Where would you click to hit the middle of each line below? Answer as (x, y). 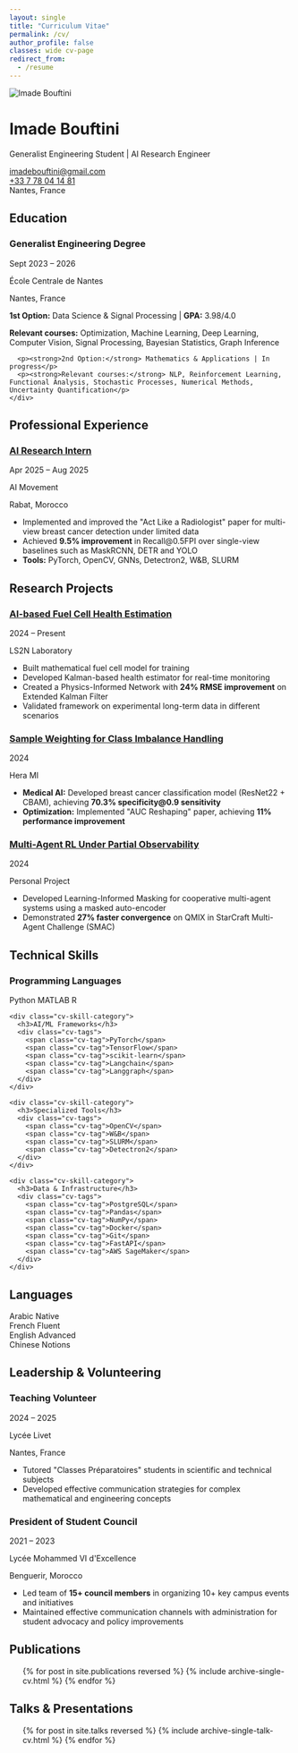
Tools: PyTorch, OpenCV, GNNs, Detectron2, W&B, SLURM (131, 560)
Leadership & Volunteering (85, 1373)
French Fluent (35, 1325)
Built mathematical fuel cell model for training (106, 668)
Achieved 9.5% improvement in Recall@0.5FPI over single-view (140, 541)
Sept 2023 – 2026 (43, 263)
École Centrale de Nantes (56, 281)
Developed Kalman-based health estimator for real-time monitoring (146, 677)
